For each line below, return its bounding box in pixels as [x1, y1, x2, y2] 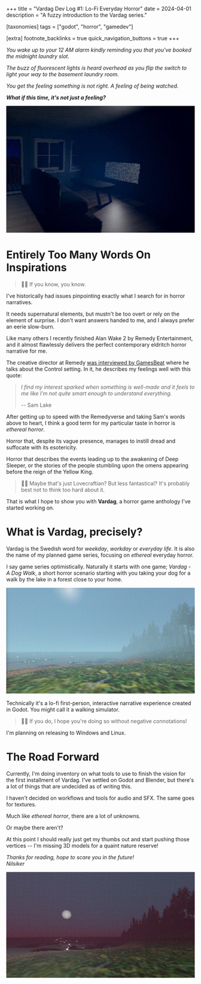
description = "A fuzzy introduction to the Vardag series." [6, 11, 147, 19]
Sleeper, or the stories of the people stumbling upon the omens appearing [6, 461, 188, 469]
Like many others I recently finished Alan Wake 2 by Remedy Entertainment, [6, 334, 193, 341]
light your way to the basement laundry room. [6, 71, 120, 77]
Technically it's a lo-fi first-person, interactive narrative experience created [6, 700, 191, 707]
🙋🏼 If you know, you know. [20, 280, 86, 287]
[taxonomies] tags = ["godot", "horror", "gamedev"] [6, 23, 133, 30]
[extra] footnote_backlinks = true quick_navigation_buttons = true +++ [6, 35, 179, 41]
